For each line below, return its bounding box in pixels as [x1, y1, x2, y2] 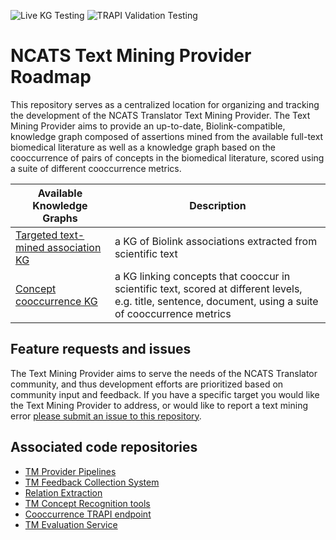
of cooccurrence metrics [114, 306, 232, 320]
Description [189, 198, 247, 212]
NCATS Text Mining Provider [10, 45, 252, 67]
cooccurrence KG [15, 294, 98, 308]
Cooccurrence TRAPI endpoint [24, 508, 152, 520]
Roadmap [10, 66, 92, 89]
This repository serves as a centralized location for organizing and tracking [10, 98, 320, 110]
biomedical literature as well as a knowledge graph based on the [10, 141, 276, 153]
